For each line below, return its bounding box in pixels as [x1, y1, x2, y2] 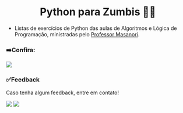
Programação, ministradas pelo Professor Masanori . [14, 30, 140, 37]
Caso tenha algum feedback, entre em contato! [6, 89, 119, 96]
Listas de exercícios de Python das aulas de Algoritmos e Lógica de [14, 25, 177, 32]
